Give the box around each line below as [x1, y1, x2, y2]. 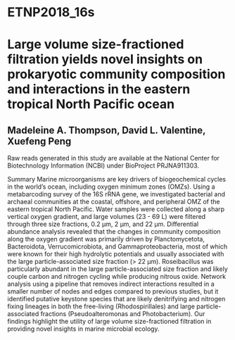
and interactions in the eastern [7, 82, 191, 97]
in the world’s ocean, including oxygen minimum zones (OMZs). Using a [7, 182, 215, 191]
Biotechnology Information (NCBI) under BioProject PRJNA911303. [7, 161, 199, 170]
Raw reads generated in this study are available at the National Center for [7, 154, 220, 163]
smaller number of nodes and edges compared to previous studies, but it [7, 287, 219, 296]
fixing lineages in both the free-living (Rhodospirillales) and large [7, 302, 196, 310]
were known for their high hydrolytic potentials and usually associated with [7, 250, 224, 258]
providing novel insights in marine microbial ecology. [7, 325, 160, 333]
